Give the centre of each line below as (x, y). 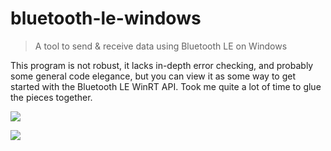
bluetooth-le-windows (106, 18)
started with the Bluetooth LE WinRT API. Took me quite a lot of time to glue (166, 86)
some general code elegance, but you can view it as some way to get (153, 76)
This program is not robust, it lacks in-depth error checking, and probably (162, 65)
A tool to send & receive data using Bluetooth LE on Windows (161, 46)
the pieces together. (51, 97)
